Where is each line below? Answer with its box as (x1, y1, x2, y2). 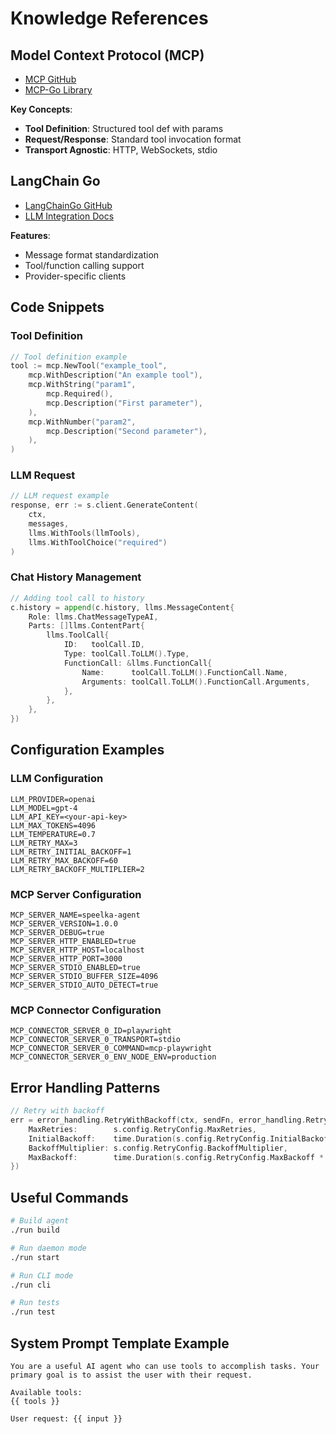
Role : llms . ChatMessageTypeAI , (28, 612, 159, 622)
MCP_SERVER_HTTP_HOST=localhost (10, 945, 145, 956)
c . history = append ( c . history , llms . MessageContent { (10, 602, 235, 612)
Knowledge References (10, 7, 209, 30)
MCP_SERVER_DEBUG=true (10, 928, 105, 938)
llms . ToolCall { (46, 630, 110, 641)
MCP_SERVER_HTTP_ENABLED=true (10, 937, 137, 947)
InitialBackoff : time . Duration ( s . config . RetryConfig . (28, 1133, 271, 1144)
